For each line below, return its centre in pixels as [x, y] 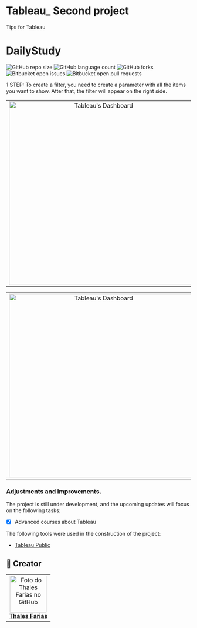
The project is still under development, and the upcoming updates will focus [98, 505]
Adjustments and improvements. [54, 491]
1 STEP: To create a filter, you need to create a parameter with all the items [96, 85]
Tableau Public [33, 545]
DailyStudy [34, 51]
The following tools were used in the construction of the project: [84, 534]
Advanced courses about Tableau [55, 522]
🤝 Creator [24, 564]
